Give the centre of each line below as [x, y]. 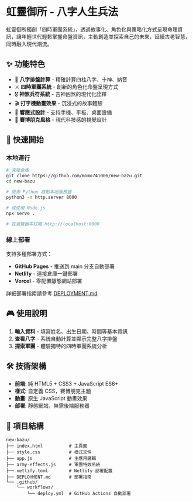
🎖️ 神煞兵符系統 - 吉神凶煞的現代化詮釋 [61, 94]
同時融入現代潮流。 [29, 44]
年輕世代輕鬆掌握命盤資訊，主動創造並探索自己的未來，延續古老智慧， [106, 36]
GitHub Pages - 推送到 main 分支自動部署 [65, 266]
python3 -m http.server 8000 [42, 197]
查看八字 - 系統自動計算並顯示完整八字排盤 [66, 338]
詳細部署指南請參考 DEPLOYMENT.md [52, 293]
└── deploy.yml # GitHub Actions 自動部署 [79, 494]
